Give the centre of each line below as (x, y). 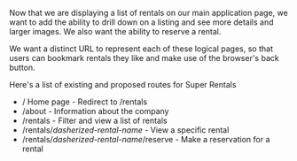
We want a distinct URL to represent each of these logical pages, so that (141, 49)
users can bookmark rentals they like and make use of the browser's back (144, 58)
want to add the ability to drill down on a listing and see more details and (141, 22)
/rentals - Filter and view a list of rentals (94, 120)
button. (22, 67)
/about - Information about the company (95, 111)
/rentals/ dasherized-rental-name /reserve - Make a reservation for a (146, 139)
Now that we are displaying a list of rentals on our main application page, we (148, 13)
